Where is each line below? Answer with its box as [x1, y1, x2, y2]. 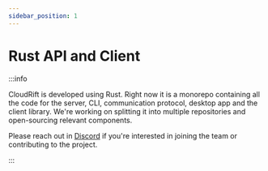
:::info [8, 74, 28, 83]
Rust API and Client [8, 46, 141, 65]
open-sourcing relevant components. [8, 115, 133, 125]
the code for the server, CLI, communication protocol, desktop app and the [8, 98, 258, 108]
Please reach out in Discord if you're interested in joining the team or [8, 130, 237, 140]
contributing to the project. [8, 139, 98, 149]
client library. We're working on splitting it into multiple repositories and [8, 106, 246, 116]
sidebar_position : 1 [8, 11, 79, 20]
